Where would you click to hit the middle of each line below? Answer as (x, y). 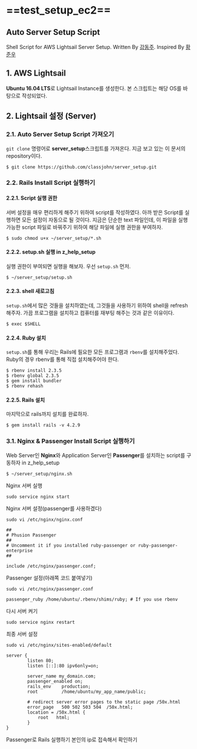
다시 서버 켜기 (22, 611)
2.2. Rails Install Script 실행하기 (51, 183)
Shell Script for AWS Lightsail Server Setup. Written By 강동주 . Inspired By (95, 47)
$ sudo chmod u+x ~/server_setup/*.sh (54, 238)
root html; (53, 717)
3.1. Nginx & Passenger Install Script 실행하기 (70, 441)
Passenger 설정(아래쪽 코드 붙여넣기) (49, 578)
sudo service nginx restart (41, 622)
